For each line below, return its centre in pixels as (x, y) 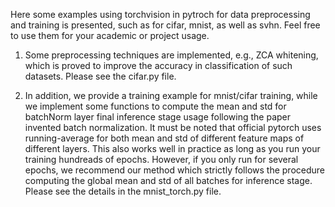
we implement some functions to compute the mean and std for (155, 106)
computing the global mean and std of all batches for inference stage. (168, 180)
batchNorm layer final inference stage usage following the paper (157, 117)
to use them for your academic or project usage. (110, 35)
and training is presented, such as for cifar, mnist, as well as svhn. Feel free (165, 25)
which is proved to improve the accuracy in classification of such (158, 65)
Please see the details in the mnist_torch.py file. (123, 191)
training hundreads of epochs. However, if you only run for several (161, 159)
